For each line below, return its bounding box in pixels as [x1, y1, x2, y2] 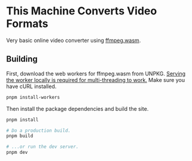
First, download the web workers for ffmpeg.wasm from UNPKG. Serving [6, 70, 186, 77]
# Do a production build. [6, 127, 71, 133]
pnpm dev [6, 150, 28, 156]
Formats [6, 17, 48, 31]
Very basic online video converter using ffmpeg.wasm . [6, 37, 141, 44]
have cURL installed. [6, 83, 57, 90]
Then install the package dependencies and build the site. [6, 105, 149, 112]
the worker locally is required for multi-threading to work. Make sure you [6, 76, 185, 83]
